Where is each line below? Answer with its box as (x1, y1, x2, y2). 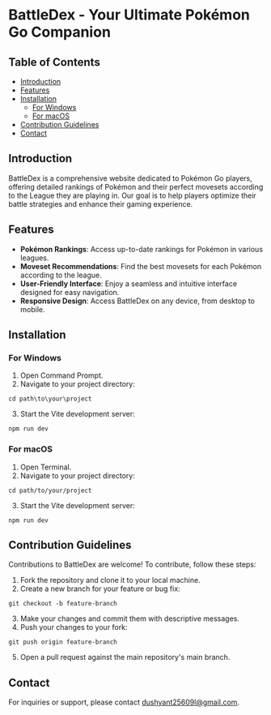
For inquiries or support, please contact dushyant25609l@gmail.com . (8, 697, 240, 707)
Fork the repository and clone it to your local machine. (19, 576, 201, 585)
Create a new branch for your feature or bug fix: (19, 584, 180, 593)
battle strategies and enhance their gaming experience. (8, 199, 193, 208)
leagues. (19, 253, 49, 263)
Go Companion (8, 23, 112, 41)
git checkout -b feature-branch (8, 600, 117, 608)
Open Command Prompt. (19, 370, 104, 380)
